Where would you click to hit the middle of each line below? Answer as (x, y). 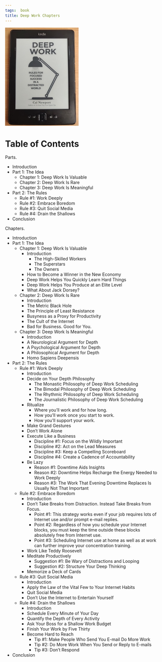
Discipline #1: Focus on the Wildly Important (78, 441)
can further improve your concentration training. (83, 546)
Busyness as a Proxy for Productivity (64, 316)
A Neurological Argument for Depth (62, 342)
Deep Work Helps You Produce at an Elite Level (74, 285)
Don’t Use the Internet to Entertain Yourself (70, 598)
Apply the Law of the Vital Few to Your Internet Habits (81, 587)
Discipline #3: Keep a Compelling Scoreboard (80, 452)
